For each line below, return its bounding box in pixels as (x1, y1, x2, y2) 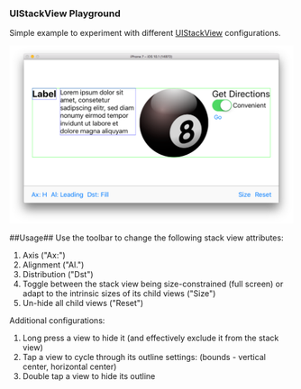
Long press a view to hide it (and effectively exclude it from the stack (22, 332, 279, 343)
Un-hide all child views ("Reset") (22, 297, 144, 308)
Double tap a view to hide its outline (22, 370, 156, 381)
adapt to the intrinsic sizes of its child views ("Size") (22, 287, 216, 299)
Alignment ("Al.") (22, 259, 85, 270)
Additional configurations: (9, 314, 105, 326)
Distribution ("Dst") (22, 268, 94, 279)
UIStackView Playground (9, 7, 122, 20)
